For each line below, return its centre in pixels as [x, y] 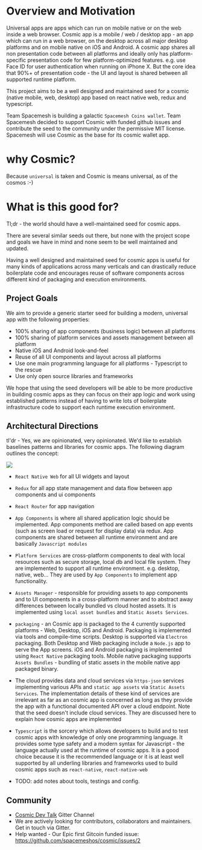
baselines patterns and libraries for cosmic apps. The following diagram [95, 447]
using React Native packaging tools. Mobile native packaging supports [103, 656]
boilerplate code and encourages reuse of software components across [96, 273]
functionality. [31, 581]
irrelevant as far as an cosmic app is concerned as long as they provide [104, 700]
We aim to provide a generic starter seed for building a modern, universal [97, 313]
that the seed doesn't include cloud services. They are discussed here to [106, 713]
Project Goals [32, 299]
